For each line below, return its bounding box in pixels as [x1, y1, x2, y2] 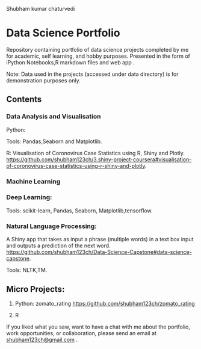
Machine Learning [6, 177, 61, 185]
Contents [6, 94, 42, 105]
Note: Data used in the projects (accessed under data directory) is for [6, 70, 179, 78]
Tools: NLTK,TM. [6, 267, 48, 274]
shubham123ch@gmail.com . [6, 336, 78, 343]
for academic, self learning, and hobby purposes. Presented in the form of [6, 52, 191, 60]
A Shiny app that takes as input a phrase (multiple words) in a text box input [6, 236, 194, 243]
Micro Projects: [6, 284, 65, 294]
